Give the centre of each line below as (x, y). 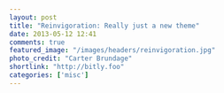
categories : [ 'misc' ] (49, 75)
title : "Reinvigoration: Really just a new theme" (104, 26)
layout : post (33, 17)
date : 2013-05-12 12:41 (53, 34)
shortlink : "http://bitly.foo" (67, 67)
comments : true (37, 42)
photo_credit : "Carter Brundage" (71, 58)
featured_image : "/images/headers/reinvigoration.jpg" (112, 50)
